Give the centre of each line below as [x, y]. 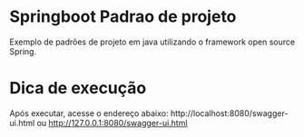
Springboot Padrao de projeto [123, 17]
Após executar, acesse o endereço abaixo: [89, 113]
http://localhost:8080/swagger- [229, 113]
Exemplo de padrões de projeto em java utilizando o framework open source [152, 42]
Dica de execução [78, 88]
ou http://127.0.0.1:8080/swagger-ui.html [112, 122]
